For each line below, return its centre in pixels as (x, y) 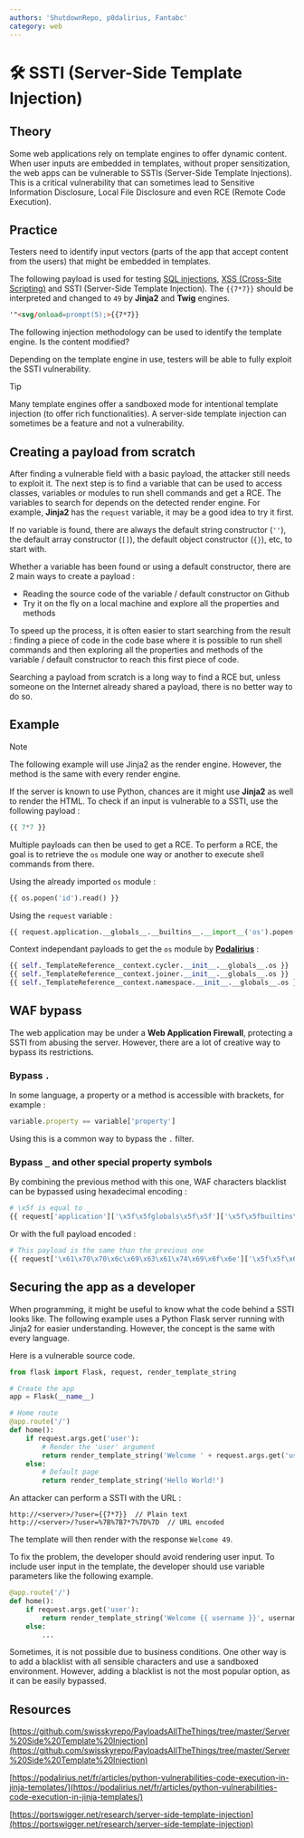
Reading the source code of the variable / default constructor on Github (156, 594)
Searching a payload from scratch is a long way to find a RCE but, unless (145, 677)
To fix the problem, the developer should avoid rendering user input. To (142, 1557)
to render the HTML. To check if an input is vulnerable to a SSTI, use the (144, 801)
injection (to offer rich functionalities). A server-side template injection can (148, 414)
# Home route (34, 1413)
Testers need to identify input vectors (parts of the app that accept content (149, 252)
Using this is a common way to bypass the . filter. (102, 1139)
